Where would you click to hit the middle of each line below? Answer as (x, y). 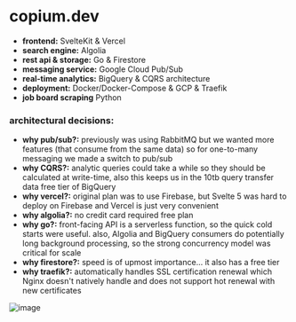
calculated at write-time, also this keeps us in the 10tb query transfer (148, 177)
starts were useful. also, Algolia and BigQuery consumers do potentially (153, 234)
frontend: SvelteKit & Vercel (74, 41)
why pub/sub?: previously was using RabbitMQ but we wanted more (148, 140)
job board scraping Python (72, 97)
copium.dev (54, 16)
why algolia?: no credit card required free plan (108, 216)
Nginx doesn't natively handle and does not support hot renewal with (148, 281)
